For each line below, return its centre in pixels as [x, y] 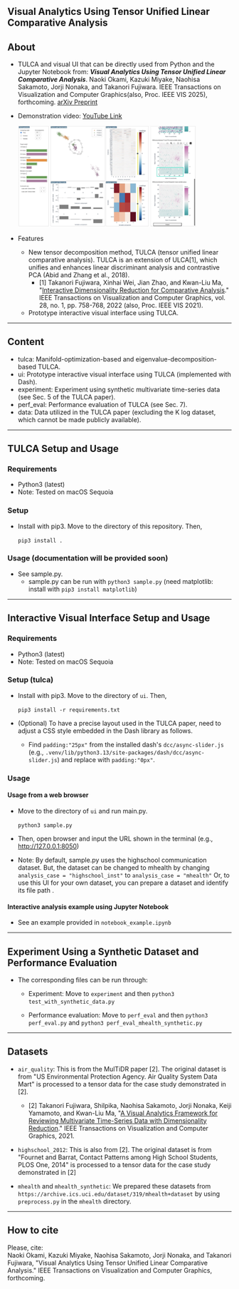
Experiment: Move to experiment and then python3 [101, 993]
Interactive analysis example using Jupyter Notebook [88, 907]
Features [31, 238]
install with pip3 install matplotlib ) [83, 589]
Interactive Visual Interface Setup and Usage [109, 618]
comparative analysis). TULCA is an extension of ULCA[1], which [123, 260]
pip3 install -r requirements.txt [69, 710]
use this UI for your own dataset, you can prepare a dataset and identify [123, 883]
